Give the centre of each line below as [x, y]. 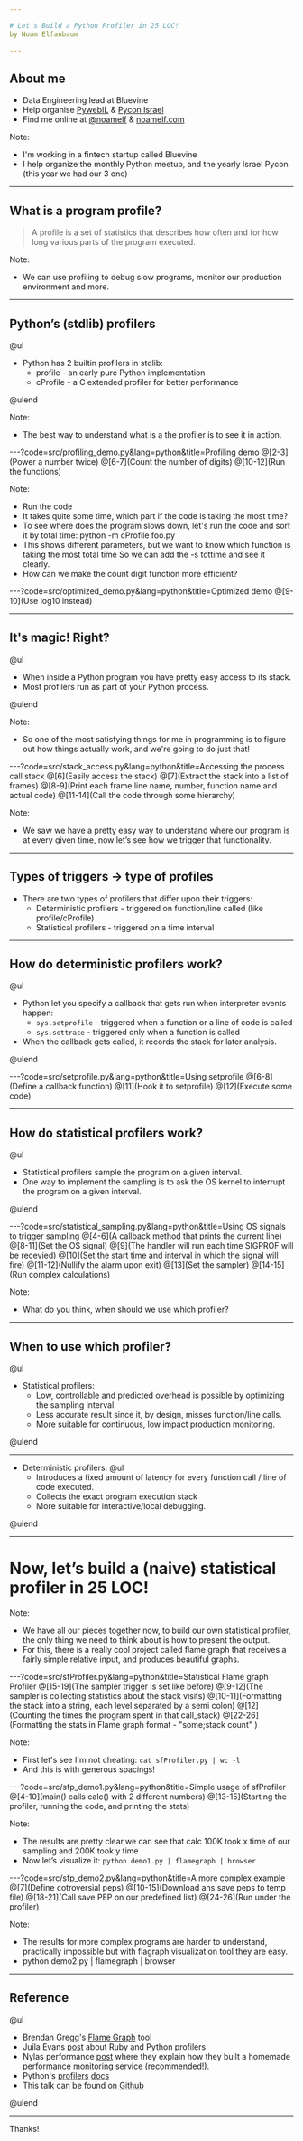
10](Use [24, 600]
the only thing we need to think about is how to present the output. [146, 1640]
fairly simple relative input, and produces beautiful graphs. [131, 1659]
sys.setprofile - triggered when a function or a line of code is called [164, 1023]
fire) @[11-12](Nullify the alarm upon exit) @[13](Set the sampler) [129, 1265]
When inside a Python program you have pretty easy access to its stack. [157, 677]
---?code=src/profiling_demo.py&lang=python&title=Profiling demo [134, 452]
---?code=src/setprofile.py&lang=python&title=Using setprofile [127, 1077]
